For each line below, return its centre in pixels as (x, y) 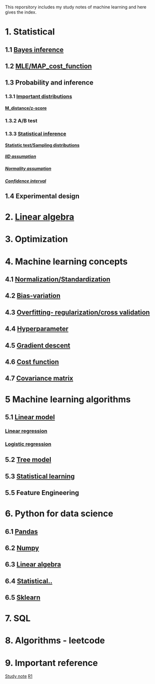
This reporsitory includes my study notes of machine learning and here (76, 7)
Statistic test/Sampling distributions (42, 145)
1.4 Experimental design (42, 196)
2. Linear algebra (39, 217)
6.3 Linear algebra (33, 565)
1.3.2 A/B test (21, 120)
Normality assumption (28, 169)
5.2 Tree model (28, 460)
